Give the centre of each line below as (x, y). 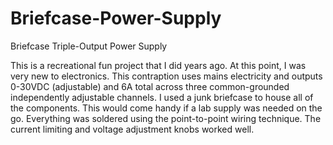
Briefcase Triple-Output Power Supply (89, 46)
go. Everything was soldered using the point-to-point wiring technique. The (166, 118)
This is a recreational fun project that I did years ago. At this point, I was (158, 65)
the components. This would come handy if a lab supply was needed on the (166, 108)
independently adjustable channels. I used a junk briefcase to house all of (162, 97)
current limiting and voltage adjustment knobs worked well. (132, 129)
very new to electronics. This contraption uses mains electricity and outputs (166, 76)
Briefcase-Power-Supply (116, 18)
